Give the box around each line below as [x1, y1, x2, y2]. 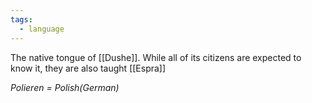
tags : [10, 14, 33, 25]
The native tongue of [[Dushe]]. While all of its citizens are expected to [10, 51, 302, 63]
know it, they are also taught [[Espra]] [10, 62, 167, 74]
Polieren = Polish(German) [10, 81, 120, 93]
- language [19, 24, 65, 34]
